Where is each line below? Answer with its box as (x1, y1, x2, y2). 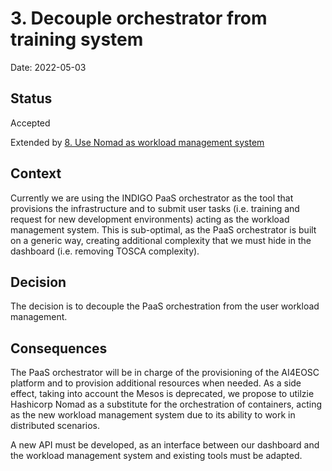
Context (10, 165, 62, 182)
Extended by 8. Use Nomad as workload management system (10, 136, 265, 148)
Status (10, 90, 53, 107)
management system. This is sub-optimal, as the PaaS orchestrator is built (10, 223, 317, 236)
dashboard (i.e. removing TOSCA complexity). (10, 245, 200, 257)
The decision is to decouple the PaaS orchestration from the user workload (10, 300, 320, 312)
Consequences (10, 340, 108, 357)
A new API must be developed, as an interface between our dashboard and (10, 439, 320, 451)
